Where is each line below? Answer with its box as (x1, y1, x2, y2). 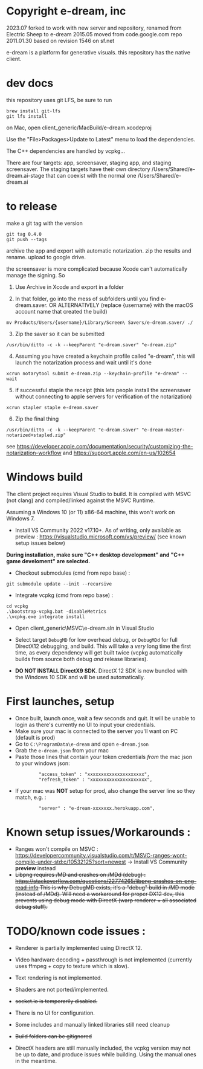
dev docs (6, 77, 54, 90)
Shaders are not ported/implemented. (14, 986, 109, 993)
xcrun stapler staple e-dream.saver (6, 404, 98, 410)
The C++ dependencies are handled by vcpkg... (6, 147, 126, 155)
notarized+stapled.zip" (6, 432, 66, 438)
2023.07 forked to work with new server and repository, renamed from (6, 24, 182, 31)
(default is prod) (14, 734, 56, 741)
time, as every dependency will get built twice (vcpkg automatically (14, 648, 183, 656)
